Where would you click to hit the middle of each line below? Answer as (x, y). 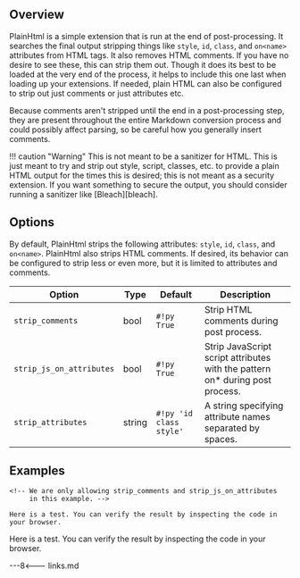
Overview (37, 15)
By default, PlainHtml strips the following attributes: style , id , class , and (142, 244)
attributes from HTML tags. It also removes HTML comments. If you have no (149, 55)
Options (32, 222)
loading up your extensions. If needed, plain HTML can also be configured (146, 83)
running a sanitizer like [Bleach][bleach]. (83, 194)
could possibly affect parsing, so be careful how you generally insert (135, 130)
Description (246, 294)
